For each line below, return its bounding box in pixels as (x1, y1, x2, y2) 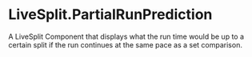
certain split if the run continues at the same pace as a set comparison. (8, 40, 242, 49)
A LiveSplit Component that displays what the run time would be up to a (8, 32, 245, 41)
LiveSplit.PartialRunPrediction (8, 6, 213, 24)
